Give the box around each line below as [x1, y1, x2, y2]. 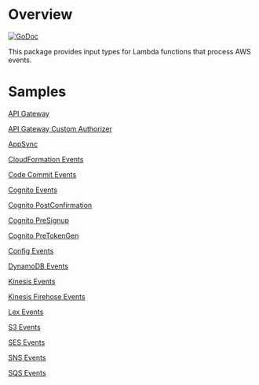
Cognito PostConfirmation [8, 200, 93, 209]
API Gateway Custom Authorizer [8, 124, 112, 133]
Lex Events [8, 307, 44, 317]
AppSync [8, 139, 38, 149]
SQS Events [8, 368, 46, 377]
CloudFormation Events [8, 154, 84, 164]
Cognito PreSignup [8, 215, 69, 225]
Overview [8, 6, 73, 24]
